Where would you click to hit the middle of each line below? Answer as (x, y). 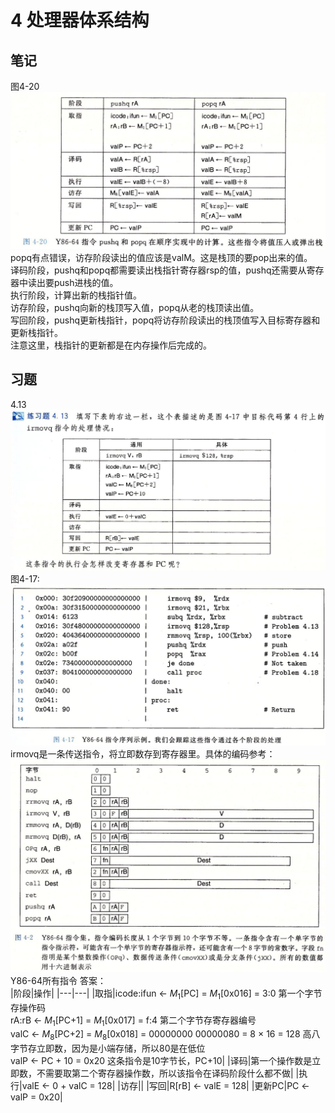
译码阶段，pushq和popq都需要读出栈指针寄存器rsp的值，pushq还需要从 (158, 270)
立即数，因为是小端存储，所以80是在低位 (121, 1048)
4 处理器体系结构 (80, 20)
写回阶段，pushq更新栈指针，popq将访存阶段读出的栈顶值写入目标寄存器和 (165, 320)
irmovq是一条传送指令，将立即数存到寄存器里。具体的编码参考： (143, 754)
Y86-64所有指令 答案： (58, 980)
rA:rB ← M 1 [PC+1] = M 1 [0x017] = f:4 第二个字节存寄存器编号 (133, 1021)
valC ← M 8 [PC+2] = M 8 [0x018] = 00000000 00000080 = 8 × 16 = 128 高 (161, 1035)
